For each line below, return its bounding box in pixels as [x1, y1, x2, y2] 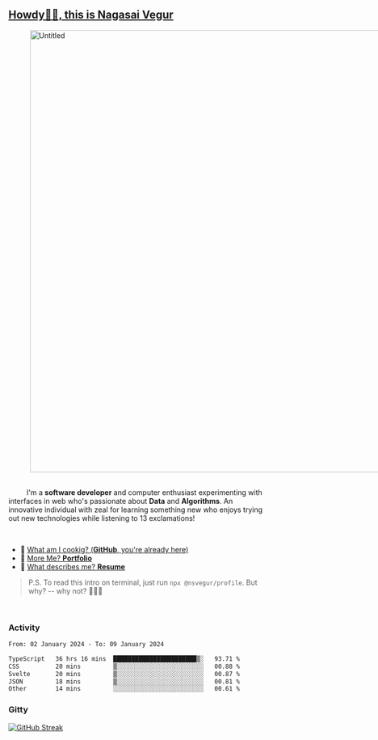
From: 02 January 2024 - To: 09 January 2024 [8, 641, 164, 649]
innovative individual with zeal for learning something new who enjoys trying [8, 505, 263, 514]
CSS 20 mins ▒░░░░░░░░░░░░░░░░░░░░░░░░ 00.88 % [8, 662, 241, 670]
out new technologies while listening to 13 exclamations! [8, 513, 195, 522]
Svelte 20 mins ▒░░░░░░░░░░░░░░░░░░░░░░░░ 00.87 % [8, 670, 241, 678]
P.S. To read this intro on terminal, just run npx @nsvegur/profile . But [27, 577, 258, 587]
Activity [8, 622, 40, 633]
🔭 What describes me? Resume [19, 561, 125, 571]
